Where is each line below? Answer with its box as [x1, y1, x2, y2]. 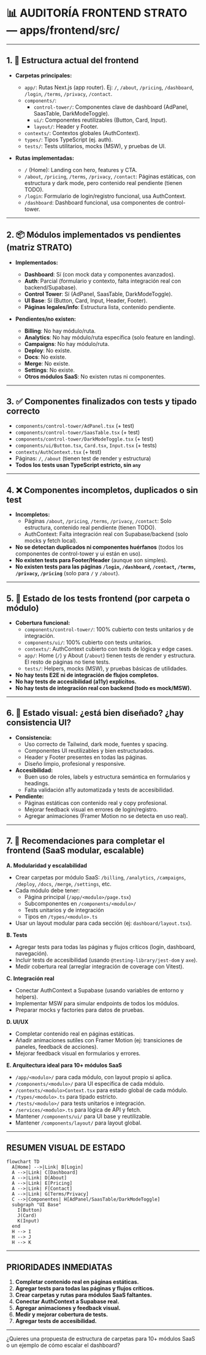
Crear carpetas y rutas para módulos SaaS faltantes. [15, 1291, 152, 1298]
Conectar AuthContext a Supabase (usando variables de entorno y [15, 986, 184, 994]
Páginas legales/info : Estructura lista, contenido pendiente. [24, 303, 176, 310]
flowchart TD [6, 1159, 40, 1165]
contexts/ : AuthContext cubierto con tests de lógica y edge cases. [24, 645, 193, 653]
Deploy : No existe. [24, 347, 72, 354]
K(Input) [17, 1218, 40, 1224]
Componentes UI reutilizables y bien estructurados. [24, 747, 154, 754]
